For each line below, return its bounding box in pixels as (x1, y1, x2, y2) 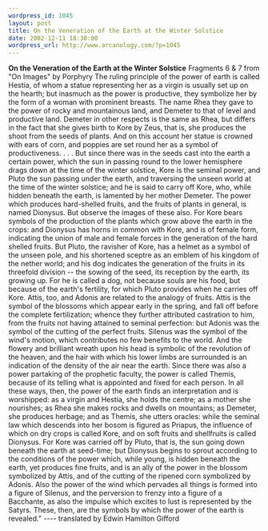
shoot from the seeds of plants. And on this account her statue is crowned (8, 131, 254, 141)
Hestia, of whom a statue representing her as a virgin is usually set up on (8, 81, 249, 90)
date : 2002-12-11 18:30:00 (8, 34, 98, 42)
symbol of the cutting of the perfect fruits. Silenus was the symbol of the (8, 327, 248, 337)
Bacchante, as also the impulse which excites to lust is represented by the (8, 497, 252, 506)
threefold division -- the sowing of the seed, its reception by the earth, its (8, 267, 250, 277)
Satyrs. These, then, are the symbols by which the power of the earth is (8, 505, 245, 515)
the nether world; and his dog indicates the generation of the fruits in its (8, 259, 246, 269)
